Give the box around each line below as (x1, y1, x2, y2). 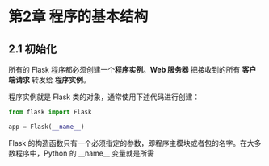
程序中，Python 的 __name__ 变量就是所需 (15, 148, 155, 158)
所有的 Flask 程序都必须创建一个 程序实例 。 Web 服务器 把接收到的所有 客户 (8, 65, 257, 74)
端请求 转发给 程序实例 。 (8, 75, 90, 85)
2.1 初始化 (8, 42, 57, 56)
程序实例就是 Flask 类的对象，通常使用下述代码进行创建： (8, 92, 200, 102)
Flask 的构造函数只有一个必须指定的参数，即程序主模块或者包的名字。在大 (8, 138, 254, 147)
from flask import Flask (8, 108, 92, 116)
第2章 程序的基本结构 (8, 7, 149, 26)
